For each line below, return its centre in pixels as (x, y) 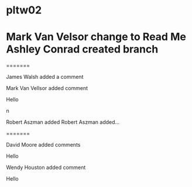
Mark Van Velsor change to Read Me (96, 37)
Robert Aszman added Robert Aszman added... (63, 122)
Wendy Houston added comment (46, 168)
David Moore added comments (43, 145)
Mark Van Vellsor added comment (47, 88)
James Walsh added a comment (45, 77)
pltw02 (24, 10)
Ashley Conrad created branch (82, 49)
